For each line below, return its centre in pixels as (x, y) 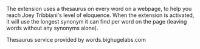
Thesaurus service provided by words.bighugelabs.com (76, 40)
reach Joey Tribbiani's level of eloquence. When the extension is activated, (100, 15)
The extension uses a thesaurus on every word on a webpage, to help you (99, 9)
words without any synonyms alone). (52, 28)
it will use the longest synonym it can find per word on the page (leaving (97, 21)
